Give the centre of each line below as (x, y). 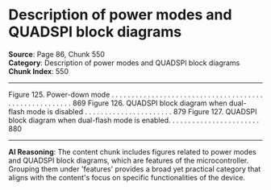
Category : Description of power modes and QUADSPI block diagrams (124, 63)
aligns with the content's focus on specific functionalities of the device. (127, 177)
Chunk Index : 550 (39, 71)
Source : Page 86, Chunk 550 (56, 54)
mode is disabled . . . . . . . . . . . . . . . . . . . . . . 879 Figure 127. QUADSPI (142, 111)
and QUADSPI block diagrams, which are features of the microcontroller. (129, 160)
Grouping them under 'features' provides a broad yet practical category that (135, 169)
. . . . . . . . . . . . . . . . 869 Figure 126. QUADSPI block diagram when (118, 103)
